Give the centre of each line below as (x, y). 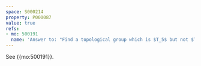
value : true (20, 23)
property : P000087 (28, 17)
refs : (12, 28)
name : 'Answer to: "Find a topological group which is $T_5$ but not (100, 40)
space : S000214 (25, 12)
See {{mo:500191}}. (30, 57)
